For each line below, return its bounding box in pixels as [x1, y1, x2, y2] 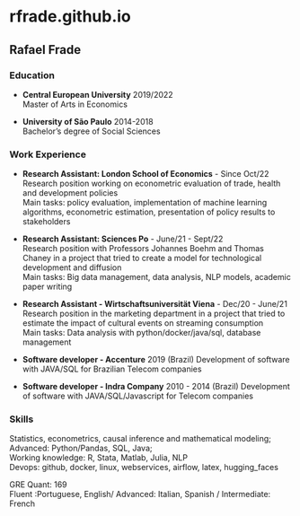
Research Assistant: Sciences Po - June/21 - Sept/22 [22, 233, 224, 244]
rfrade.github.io [9, 6, 132, 27]
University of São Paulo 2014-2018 [22, 116, 154, 127]
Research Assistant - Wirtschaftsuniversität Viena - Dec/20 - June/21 [22, 299, 287, 310]
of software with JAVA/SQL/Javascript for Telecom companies [22, 390, 254, 401]
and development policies [22, 188, 119, 198]
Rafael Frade [9, 42, 82, 57]
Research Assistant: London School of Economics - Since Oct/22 [22, 169, 269, 179]
